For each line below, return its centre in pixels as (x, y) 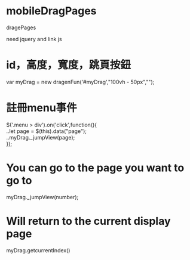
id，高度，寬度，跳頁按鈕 (69, 65)
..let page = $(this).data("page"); (46, 131)
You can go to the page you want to (95, 168)
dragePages (21, 27)
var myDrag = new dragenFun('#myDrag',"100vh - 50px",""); (80, 82)
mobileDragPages (51, 11)
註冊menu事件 (42, 108)
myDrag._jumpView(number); (42, 197)
